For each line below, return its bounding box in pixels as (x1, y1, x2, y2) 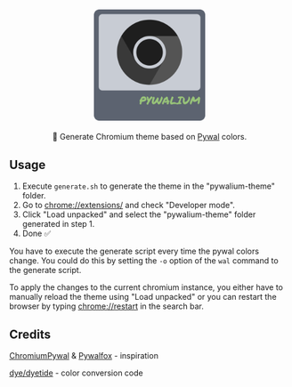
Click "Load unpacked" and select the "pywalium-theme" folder (21, 209, 256, 220)
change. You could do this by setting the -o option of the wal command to (9, 255, 279, 266)
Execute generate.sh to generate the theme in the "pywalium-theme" (21, 181, 276, 191)
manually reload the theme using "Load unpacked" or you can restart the (9, 292, 278, 302)
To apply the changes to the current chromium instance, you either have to (9, 282, 283, 293)
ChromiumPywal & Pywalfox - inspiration (9, 350, 158, 360)
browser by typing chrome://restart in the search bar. (9, 301, 205, 311)
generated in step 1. (21, 219, 95, 230)
